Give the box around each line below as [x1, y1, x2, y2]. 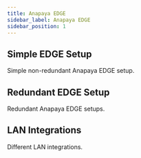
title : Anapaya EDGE [7, 10, 67, 17]
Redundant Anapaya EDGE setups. [7, 104, 105, 113]
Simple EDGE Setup [7, 48, 92, 60]
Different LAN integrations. [7, 142, 83, 151]
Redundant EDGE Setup [7, 87, 110, 98]
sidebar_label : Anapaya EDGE [7, 16, 91, 23]
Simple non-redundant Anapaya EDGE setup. [7, 67, 135, 75]
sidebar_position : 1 [7, 23, 67, 30]
